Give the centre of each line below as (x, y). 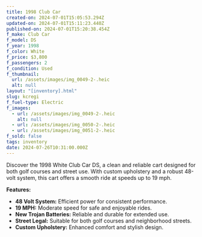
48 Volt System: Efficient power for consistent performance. (91, 201)
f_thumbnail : (23, 74)
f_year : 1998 (23, 46)
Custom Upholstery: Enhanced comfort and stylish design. (89, 227)
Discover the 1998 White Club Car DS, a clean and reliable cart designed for (101, 165)
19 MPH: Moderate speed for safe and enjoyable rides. (83, 208)
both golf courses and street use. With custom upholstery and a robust (95, 171)
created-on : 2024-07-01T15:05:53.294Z (55, 18)
